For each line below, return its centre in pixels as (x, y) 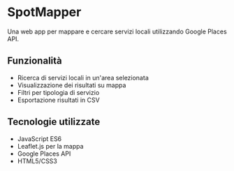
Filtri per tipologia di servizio (58, 92)
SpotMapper (44, 12)
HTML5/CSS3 (37, 161)
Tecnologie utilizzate (54, 122)
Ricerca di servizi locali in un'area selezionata (83, 77)
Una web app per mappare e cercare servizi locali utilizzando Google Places (117, 31)
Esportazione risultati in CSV (58, 100)
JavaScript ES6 (39, 139)
